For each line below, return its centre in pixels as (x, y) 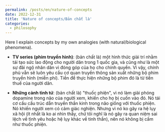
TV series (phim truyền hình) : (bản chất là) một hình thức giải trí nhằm (85, 57)
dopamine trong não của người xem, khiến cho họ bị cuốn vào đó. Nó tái (86, 98)
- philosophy (23, 28)
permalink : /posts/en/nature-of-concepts (49, 10)
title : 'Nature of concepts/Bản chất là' (49, 19)
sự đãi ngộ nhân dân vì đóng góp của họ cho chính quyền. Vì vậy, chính (85, 68)
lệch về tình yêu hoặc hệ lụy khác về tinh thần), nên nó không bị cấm (83, 119)
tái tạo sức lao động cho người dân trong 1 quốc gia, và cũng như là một (86, 62)
